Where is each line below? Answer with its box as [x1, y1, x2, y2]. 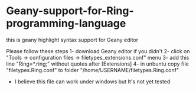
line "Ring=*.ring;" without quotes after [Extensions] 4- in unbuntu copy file [6, 60, 189, 67]
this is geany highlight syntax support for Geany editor [6, 36, 139, 43]
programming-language [6, 17, 126, 30]
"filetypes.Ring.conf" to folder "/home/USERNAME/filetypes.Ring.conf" [6, 66, 179, 73]
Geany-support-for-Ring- [6, 4, 134, 18]
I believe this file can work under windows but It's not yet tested [14, 78, 171, 85]
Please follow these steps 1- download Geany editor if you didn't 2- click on [6, 47, 190, 54]
